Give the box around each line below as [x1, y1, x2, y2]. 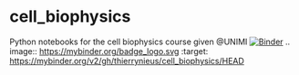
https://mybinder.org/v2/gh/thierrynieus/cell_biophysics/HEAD [9, 55, 244, 66]
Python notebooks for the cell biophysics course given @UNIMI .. [9, 36, 291, 47]
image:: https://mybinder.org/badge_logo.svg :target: [9, 45, 209, 56]
